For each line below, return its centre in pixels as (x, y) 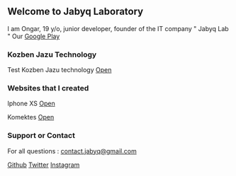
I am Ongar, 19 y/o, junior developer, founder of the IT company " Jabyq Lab (118, 28)
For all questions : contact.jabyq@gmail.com (72, 151)
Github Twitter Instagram (44, 165)
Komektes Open (31, 117)
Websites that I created (48, 88)
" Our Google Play (34, 36)
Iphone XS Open (31, 104)
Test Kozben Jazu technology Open (60, 70)
